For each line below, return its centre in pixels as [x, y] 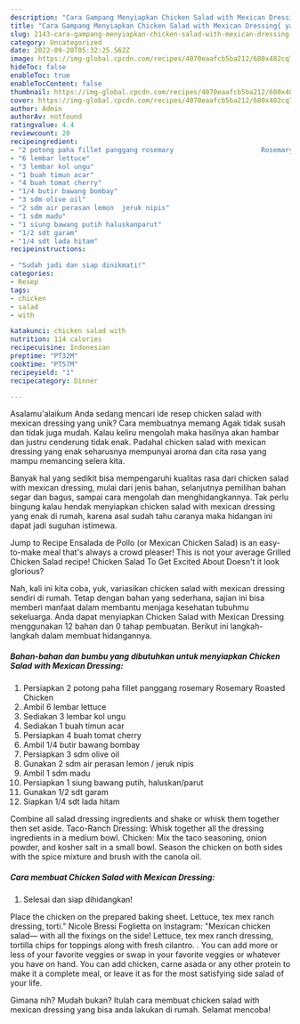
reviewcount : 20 [40, 134]
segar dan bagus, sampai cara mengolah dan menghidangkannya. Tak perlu [150, 497]
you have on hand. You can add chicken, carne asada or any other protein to [150, 964]
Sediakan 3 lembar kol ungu [74, 717]
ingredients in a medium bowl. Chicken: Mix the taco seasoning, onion [139, 838]
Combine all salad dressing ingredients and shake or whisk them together [145, 819]
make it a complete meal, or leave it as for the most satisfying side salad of [147, 974]
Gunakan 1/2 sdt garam [66, 792]
